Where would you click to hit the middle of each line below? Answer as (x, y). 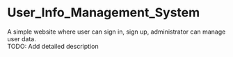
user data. (22, 38)
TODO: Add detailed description (53, 46)
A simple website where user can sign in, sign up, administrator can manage (116, 32)
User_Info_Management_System (104, 13)
